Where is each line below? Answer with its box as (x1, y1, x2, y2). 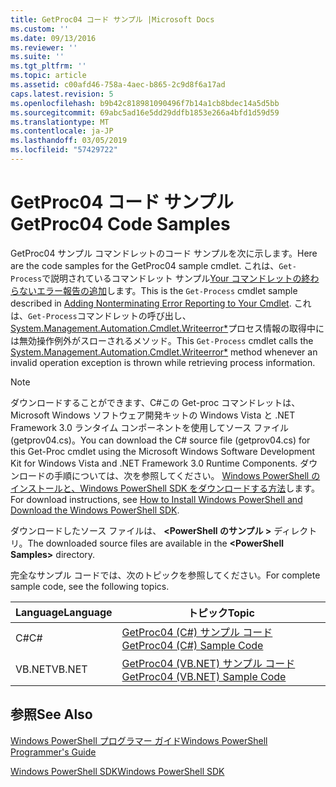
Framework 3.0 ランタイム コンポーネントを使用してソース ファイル (10, 421, 290, 433)
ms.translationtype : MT (10, 117, 110, 127)
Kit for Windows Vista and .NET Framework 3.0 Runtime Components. (10, 457, 298, 469)
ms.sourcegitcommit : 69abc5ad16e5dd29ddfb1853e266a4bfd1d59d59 (10, 107, 280, 118)
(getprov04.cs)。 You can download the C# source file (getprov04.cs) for (10, 434, 311, 446)
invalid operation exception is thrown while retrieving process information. (10, 356, 316, 368)
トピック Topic (187, 606, 255, 620)
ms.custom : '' (10, 24, 70, 34)
